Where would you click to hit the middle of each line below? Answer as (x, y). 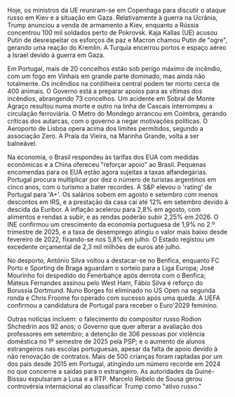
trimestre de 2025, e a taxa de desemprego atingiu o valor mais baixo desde (117, 232)
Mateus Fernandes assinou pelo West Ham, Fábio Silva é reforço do (105, 283)
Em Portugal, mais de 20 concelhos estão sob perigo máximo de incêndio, (115, 69)
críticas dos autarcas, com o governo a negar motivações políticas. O (108, 121)
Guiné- (205, 371)
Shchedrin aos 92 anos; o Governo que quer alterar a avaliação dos (105, 326)
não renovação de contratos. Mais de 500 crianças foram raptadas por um (115, 356)
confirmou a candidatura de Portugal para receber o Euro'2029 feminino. (113, 305)
